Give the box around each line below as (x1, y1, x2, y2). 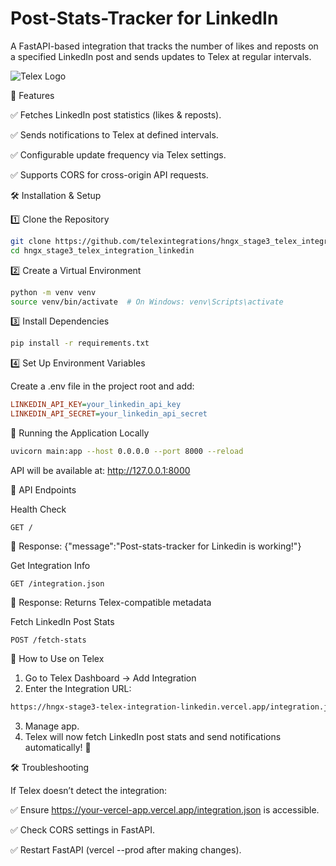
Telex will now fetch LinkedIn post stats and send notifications (24, 730, 282, 742)
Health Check (10, 503, 67, 515)
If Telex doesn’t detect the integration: (10, 784, 168, 796)
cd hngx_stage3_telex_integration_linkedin (10, 245, 195, 256)
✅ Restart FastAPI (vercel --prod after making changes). (10, 843, 242, 856)
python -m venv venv (10, 287, 97, 297)
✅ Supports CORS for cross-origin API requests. (10, 168, 209, 181)
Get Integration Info (10, 559, 91, 571)
